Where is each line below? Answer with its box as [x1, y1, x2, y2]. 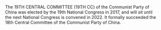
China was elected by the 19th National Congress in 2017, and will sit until [5, 9, 153, 15]
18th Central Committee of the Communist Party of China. [5, 19, 121, 25]
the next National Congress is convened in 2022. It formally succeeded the [5, 15, 157, 20]
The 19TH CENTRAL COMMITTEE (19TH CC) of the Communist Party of [5, 4, 150, 10]
